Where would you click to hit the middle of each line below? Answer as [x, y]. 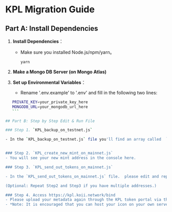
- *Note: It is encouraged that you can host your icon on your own [80, 205]
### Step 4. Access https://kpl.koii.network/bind [60, 195]
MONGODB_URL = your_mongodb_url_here [50, 107]
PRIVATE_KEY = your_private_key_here [50, 102]
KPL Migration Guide [50, 9]
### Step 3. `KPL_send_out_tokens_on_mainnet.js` [59, 167]
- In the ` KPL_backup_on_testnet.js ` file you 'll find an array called [83, 140]
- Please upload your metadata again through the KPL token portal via [83, 200]
